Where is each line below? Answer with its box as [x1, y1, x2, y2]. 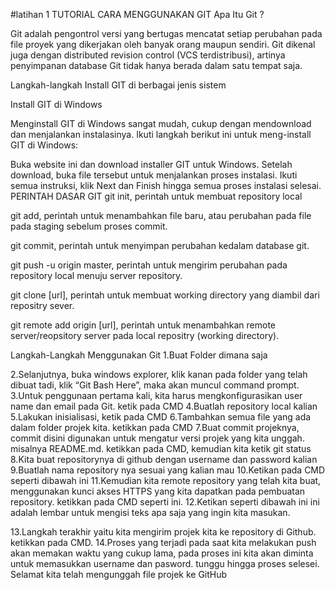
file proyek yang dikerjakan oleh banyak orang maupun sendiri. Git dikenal [10, 39, 316, 50]
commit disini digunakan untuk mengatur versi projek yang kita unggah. [10, 432, 305, 444]
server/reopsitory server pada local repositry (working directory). [10, 330, 280, 341]
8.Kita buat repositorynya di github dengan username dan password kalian [10, 454, 318, 465]
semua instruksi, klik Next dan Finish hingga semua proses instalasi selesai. [10, 180, 322, 191]
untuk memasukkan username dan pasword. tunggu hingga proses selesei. [10, 558, 320, 569]
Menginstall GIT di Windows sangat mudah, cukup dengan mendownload [10, 118, 312, 129]
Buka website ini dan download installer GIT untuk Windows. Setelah [10, 159, 293, 170]
